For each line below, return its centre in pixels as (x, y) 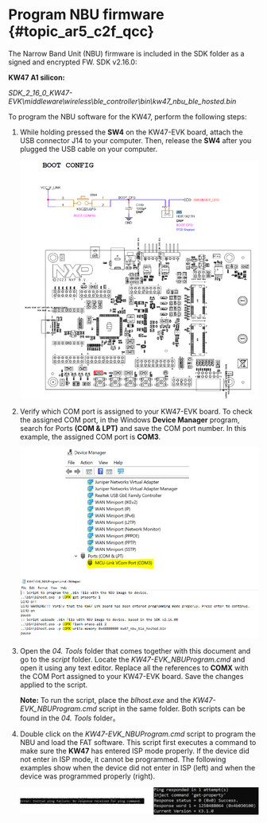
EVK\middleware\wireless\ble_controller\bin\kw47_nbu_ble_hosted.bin (122, 101)
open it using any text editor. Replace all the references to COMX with (134, 668)
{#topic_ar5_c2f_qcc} (81, 31)
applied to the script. (54, 685)
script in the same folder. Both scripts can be (172, 708)
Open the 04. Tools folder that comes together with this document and (135, 650)
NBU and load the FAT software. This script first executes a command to (138, 742)
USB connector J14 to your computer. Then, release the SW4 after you (135, 140)
